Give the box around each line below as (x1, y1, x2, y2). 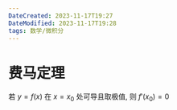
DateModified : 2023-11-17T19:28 (8, 19, 117, 27)
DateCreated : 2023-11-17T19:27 (8, 11, 113, 20)
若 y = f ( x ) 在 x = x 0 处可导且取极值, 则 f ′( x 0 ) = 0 (8, 92, 170, 104)
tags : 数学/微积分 (8, 26, 64, 35)
